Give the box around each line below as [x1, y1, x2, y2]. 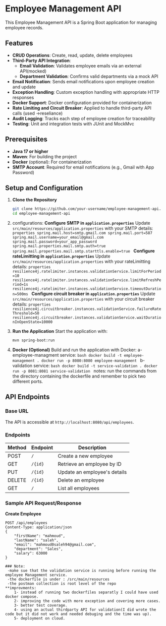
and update [12, 84, 36, 90]
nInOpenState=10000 [12, 319, 53, 325]
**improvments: [5, 586, 37, 591]
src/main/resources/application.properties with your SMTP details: [12, 225, 154, 231]
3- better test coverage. [14, 603, 68, 608]
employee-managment [12, 352, 59, 358]
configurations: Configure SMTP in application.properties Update [12, 220, 150, 226]
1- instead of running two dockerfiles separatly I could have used [14, 590, 159, 595]
